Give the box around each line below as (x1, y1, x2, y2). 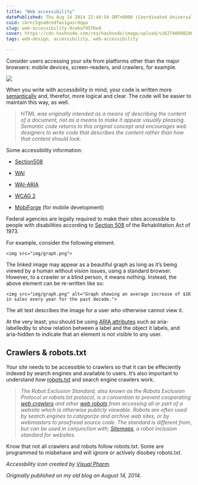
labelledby (6, 325, 31, 331)
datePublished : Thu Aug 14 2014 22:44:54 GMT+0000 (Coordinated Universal (6, 14, 194, 20)
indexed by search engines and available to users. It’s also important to (6, 369, 179, 376)
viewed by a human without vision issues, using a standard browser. (6, 267, 172, 274)
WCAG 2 (14, 192, 36, 199)
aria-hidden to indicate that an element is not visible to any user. (6, 331, 162, 337)
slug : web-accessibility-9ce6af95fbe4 (6, 25, 101, 31)
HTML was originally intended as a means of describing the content (20, 110, 187, 117)
